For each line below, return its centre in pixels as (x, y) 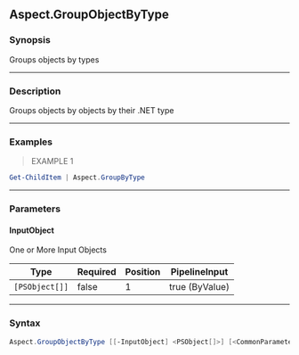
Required (97, 272)
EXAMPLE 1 (52, 161)
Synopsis (30, 40)
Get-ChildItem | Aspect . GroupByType (77, 177)
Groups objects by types (54, 59)
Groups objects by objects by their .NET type (92, 110)
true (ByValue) (199, 287)
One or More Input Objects (58, 250)
